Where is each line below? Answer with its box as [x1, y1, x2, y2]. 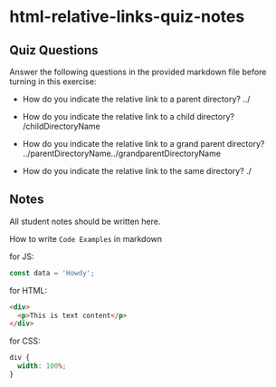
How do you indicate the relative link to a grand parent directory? [22, 139, 265, 149]
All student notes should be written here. [9, 216, 161, 227]
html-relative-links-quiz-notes [9, 6, 245, 27]
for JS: [9, 251, 34, 262]
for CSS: [9, 335, 41, 346]
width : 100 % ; [17, 362, 67, 371]
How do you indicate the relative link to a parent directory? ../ [22, 93, 251, 104]
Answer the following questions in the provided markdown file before [9, 66, 267, 77]
